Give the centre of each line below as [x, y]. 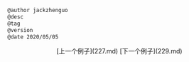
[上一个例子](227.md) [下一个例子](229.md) [119, 51]
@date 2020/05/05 [33, 37]
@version [20, 30]
